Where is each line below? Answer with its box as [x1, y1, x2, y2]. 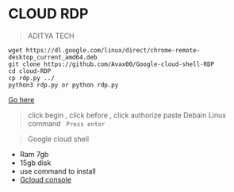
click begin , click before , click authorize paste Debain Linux [27, 110, 227, 120]
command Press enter [27, 118, 105, 128]
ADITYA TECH [27, 31, 75, 40]
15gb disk [19, 158, 52, 167]
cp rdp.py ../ [8, 74, 56, 82]
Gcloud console [19, 175, 71, 184]
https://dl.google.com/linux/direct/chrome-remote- [25, 46, 201, 54]
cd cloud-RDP [8, 67, 52, 75]
